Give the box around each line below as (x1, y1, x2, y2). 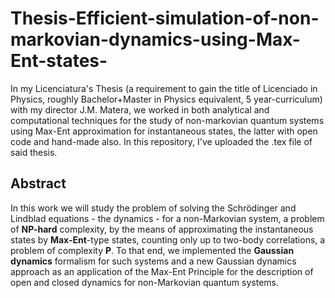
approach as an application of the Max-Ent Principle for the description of (10, 265, 314, 277)
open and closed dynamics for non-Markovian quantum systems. (10, 276, 279, 288)
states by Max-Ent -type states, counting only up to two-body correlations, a (10, 233, 326, 246)
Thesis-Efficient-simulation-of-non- (10, 7, 320, 30)
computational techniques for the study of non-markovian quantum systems (10, 114, 325, 126)
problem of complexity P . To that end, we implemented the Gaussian (10, 244, 295, 256)
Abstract (10, 175, 67, 192)
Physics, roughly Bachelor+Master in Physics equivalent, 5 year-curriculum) (10, 93, 323, 105)
